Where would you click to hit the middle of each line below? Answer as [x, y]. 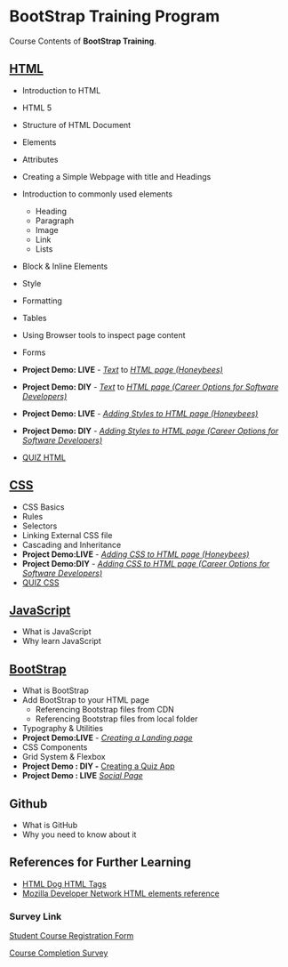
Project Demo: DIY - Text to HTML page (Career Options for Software [150, 387]
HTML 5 [37, 108]
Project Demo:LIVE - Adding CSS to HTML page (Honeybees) [136, 554]
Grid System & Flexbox [64, 757]
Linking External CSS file [67, 535]
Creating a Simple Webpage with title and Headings [116, 176]
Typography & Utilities [63, 729]
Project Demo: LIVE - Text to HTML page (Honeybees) [123, 369]
